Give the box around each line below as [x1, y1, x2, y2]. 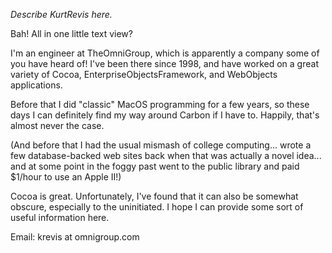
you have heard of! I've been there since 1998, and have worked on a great [10, 58, 319, 69]
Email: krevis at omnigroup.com [10, 231, 140, 243]
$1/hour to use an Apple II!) [10, 171, 122, 183]
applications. [10, 79, 63, 91]
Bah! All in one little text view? [10, 28, 133, 39]
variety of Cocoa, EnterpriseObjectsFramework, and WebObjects [10, 69, 278, 80]
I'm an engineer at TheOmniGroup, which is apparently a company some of [10, 47, 320, 59]
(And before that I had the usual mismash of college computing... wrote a [10, 139, 312, 151]
